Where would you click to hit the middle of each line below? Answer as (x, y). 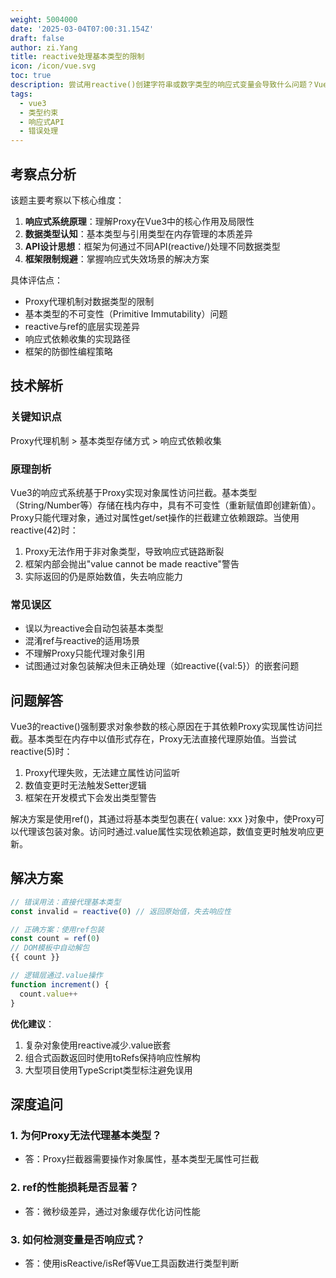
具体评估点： (36, 280)
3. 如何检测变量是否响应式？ (78, 1239)
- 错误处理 (39, 131)
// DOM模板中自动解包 (50, 948)
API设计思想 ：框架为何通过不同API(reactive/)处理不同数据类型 (152, 246)
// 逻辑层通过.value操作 (56, 976)
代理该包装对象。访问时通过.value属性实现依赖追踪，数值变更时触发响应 (167, 832)
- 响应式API (42, 122)
